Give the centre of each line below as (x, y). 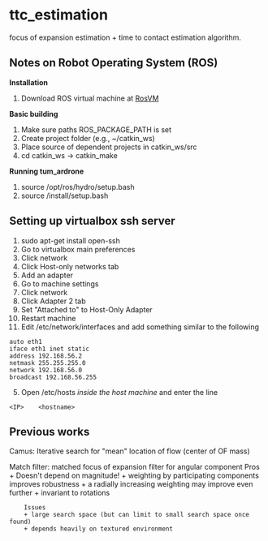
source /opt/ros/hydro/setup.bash (78, 187)
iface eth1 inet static (50, 349)
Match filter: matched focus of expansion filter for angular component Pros (135, 467)
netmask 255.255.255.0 (48, 363)
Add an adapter (47, 275)
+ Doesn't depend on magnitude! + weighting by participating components (134, 475)
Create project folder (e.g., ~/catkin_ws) (88, 138)
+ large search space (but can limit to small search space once (137, 515)
